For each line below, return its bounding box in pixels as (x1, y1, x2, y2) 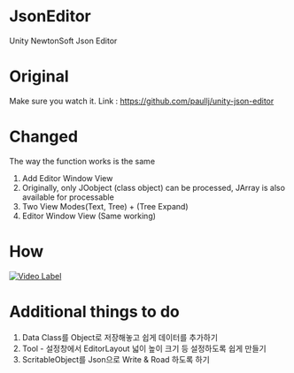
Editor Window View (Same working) (21, 210, 157, 221)
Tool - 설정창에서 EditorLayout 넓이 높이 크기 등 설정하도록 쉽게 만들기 (21, 343, 267, 354)
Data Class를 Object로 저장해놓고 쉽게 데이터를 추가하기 (21, 331, 219, 342)
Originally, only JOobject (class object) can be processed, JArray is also (21, 182, 286, 193)
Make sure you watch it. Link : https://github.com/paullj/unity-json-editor (9, 95, 275, 106)
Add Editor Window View (21, 172, 113, 183)
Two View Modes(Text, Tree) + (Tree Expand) (21, 201, 189, 211)
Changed (9, 126, 78, 147)
